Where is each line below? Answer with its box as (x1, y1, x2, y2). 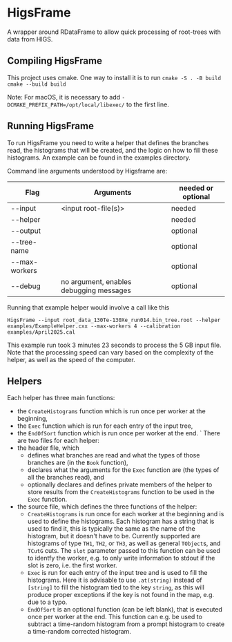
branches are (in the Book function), (27, 458, 129, 467)
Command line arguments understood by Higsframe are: (7, 167, 168, 175)
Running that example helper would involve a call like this (7, 303, 170, 312)
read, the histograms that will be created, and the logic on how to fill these (7, 146, 219, 154)
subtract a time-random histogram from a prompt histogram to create (27, 620, 225, 628)
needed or (179, 183, 214, 193)
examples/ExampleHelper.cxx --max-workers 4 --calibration (7, 323, 181, 330)
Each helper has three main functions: (7, 394, 115, 402)
